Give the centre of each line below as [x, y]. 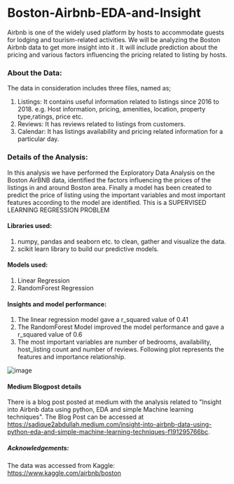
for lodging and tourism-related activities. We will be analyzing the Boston [114, 39]
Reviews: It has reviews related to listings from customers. [101, 124]
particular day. [38, 139]
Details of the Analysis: [48, 157]
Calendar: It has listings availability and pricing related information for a [120, 132]
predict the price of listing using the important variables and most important [116, 195]
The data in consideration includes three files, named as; [89, 88]
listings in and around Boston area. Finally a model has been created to [110, 187]
